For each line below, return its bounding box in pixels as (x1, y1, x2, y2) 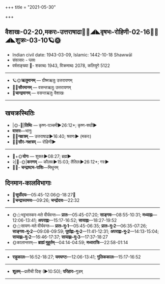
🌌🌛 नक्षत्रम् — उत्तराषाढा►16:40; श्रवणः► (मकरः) (12, 133, 92, 139)
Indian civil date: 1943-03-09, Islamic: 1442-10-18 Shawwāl (12, 52, 133, 58)
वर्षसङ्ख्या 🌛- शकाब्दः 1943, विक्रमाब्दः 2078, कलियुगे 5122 (12, 63, 110, 68)
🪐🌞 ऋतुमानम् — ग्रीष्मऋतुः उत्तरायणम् (12, 77, 73, 83)
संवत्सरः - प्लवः (12, 57, 36, 63)
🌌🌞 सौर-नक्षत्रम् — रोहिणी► (12, 139, 56, 145)
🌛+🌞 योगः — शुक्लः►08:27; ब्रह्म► (12, 153, 72, 159)
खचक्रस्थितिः (5, 109, 35, 118)
